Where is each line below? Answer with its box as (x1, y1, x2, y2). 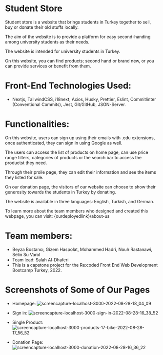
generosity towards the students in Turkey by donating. (5, 189, 116, 195)
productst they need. (5, 160, 47, 166)
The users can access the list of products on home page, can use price (5, 149, 148, 155)
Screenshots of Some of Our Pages (5, 284, 150, 295)
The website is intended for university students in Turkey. (5, 48, 121, 54)
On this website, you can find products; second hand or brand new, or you (5, 58, 155, 63)
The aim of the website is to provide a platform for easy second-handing (5, 34, 151, 40)
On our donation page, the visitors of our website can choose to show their (5, 184, 156, 189)
